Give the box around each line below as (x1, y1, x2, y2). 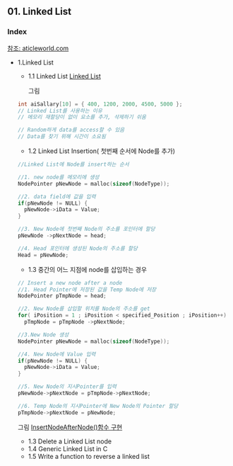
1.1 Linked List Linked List (28, 72, 101, 80)
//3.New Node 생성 (17, 331, 69, 339)
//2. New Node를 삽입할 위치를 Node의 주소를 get (17, 305, 150, 312)
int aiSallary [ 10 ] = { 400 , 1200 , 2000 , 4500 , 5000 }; (17, 101, 183, 108)
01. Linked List (7, 6, 72, 18)
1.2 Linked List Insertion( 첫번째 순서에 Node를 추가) (28, 147, 175, 155)
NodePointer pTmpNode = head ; (17, 292, 107, 300)
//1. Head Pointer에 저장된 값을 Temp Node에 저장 (17, 286, 157, 293)
